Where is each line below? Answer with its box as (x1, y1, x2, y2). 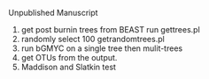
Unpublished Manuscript (8, 8, 98, 18)
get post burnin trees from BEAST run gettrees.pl (20, 25, 200, 34)
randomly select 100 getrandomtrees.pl (20, 34, 165, 44)
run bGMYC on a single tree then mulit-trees (20, 43, 183, 54)
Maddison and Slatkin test (20, 61, 117, 72)
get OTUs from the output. (20, 53, 118, 62)
